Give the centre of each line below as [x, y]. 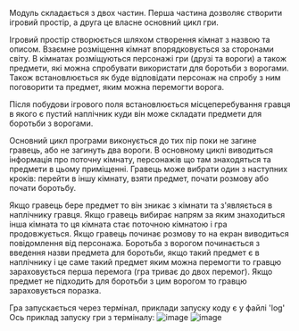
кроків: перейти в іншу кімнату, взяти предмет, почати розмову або [139, 178]
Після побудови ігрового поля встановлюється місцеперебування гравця [150, 104]
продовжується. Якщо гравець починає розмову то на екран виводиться [149, 234]
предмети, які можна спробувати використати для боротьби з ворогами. [149, 68]
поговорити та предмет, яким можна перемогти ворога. [117, 87]
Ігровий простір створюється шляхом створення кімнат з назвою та [140, 40]
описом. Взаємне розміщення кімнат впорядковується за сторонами [141, 49]
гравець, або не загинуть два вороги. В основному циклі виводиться [141, 150]
